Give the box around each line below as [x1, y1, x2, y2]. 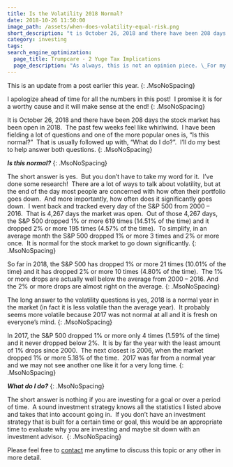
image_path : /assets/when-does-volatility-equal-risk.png [7, 23, 179, 30]
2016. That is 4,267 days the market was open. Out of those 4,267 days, [7, 209, 218, 217]
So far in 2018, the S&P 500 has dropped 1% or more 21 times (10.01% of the [7, 259, 227, 268]
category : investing [7, 36, 68, 43]
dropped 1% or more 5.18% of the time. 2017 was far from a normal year [7, 353, 216, 362]
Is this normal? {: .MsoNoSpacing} [7, 158, 108, 167]
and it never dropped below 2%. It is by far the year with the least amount [7, 339, 221, 347]
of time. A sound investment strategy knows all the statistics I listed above [7, 402, 222, 411]
